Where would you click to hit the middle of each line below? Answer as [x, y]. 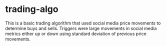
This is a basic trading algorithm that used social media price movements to [83, 23]
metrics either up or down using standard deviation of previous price [76, 33]
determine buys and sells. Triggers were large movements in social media [81, 28]
